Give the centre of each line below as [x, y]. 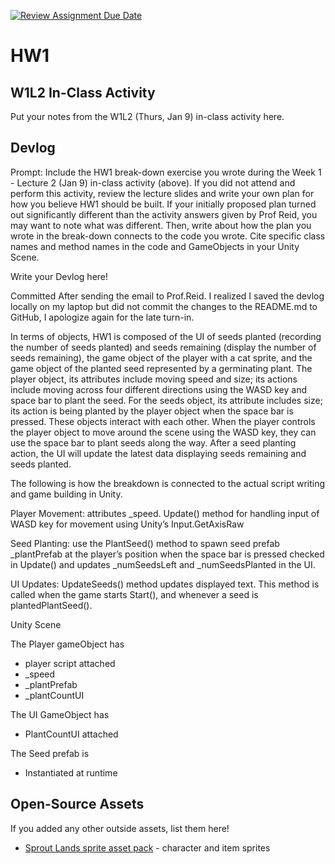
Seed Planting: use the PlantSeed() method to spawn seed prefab [145, 543]
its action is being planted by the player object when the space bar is [152, 411]
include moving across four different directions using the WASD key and [159, 389]
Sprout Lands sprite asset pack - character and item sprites [147, 847]
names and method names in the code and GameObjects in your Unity [155, 246]
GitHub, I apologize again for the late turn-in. [102, 317]
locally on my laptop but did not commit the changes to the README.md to [164, 306]
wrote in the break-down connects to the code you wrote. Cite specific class [168, 236]
